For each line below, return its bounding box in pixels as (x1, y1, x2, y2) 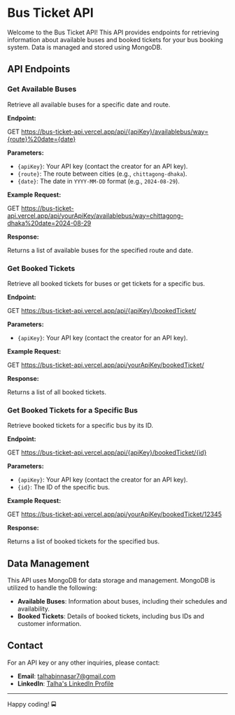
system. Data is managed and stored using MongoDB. (7, 43, 163, 51)
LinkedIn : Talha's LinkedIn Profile (17, 679, 114, 688)
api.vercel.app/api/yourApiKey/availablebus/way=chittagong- (7, 211, 184, 220)
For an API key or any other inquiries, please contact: (7, 658, 160, 667)
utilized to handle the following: (7, 583, 98, 592)
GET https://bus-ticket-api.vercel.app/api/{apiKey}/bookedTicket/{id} (7, 448, 207, 457)
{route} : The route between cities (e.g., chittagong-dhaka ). (17, 169, 187, 178)
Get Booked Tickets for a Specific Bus (7, 405, 138, 415)
